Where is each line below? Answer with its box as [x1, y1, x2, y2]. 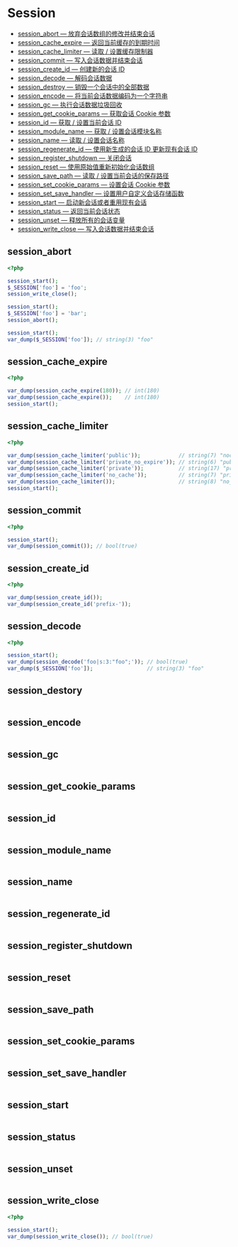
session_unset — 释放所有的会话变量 [17, 215, 125, 224]
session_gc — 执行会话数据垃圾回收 [17, 100, 123, 109]
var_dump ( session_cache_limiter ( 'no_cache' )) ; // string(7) [7, 472, 217, 479]
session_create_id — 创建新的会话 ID [17, 65, 125, 73]
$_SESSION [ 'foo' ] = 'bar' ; [7, 310, 87, 317]
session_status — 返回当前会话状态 [17, 207, 120, 215]
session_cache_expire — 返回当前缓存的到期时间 [17, 38, 160, 47]
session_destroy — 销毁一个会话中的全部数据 [17, 82, 150, 91]
